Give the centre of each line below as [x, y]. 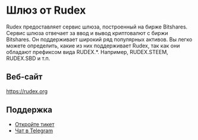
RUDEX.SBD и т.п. [28, 58]
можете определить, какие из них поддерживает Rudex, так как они [93, 46]
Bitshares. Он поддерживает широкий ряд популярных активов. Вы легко [99, 39]
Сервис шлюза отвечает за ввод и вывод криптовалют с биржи [87, 33]
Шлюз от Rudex [46, 10]
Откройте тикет [34, 124]
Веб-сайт [24, 77]
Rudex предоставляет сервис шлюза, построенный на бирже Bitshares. [97, 27]
